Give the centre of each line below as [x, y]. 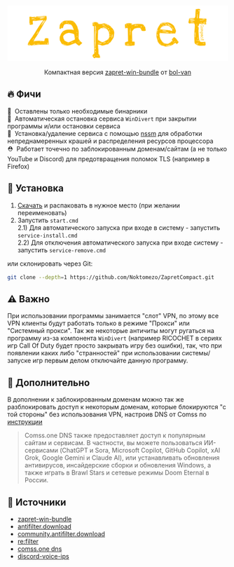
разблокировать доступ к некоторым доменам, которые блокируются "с [117, 407]
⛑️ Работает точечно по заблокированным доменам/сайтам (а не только [117, 149]
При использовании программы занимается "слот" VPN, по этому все [113, 316]
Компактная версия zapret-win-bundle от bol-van [118, 72]
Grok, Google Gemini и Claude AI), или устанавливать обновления [122, 458]
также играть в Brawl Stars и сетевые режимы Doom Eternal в [117, 473]
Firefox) [19, 166]
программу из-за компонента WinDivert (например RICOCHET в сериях [115, 339]
